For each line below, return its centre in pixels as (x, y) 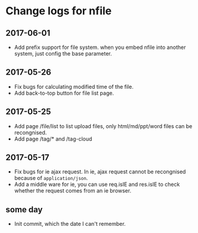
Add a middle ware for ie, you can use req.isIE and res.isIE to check (97, 184)
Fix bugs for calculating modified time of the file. (74, 86)
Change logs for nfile (59, 11)
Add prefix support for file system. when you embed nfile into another (100, 47)
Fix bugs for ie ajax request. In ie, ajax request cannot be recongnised (100, 172)
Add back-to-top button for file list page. (64, 93)
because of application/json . (51, 178)
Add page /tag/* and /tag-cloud (53, 139)
